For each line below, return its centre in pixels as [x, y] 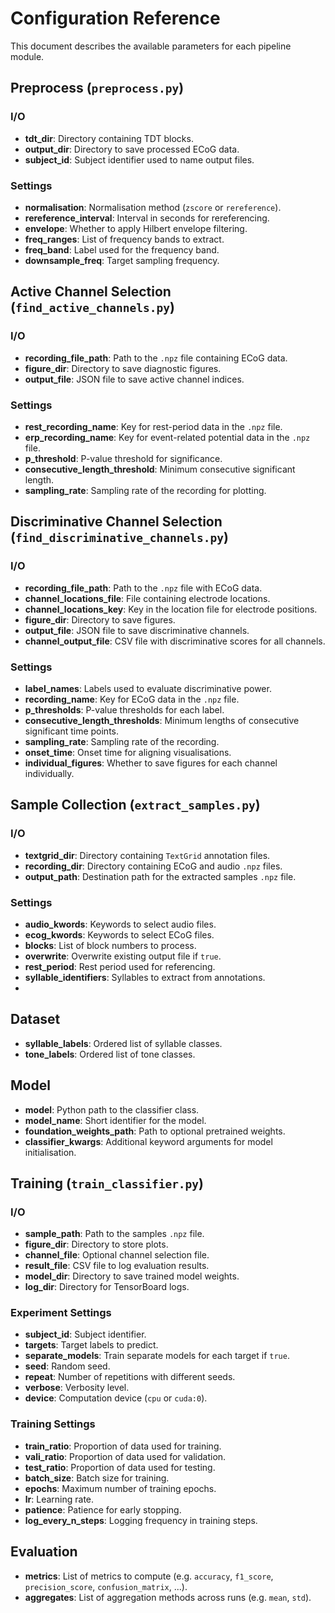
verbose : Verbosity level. [77, 1388]
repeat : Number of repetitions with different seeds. [130, 1377]
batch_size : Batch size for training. [97, 1478]
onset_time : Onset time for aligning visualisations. [128, 752]
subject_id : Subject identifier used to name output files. [139, 159]
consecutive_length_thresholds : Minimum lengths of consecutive [162, 720]
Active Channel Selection [91, 292]
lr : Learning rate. [59, 1499]
